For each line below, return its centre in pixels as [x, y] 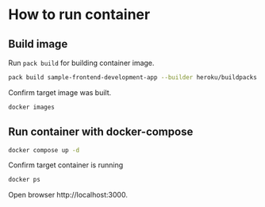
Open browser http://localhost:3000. [68, 195]
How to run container [79, 15]
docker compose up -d [44, 150]
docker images [32, 107]
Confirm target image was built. [60, 92]
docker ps [25, 180]
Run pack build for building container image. [81, 63]
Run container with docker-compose [101, 132]
